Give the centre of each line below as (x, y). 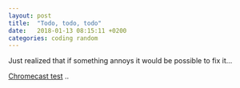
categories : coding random (53, 38)
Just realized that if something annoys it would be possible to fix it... (120, 61)
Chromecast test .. (39, 76)
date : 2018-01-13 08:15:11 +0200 (68, 30)
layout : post (30, 16)
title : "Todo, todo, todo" (55, 23)
